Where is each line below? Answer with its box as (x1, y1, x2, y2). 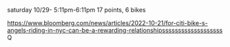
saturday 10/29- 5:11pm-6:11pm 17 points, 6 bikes (7, 6, 146, 14)
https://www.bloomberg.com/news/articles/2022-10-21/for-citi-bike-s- (7, 19, 208, 27)
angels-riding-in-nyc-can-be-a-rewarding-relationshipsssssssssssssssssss (7, 27, 223, 34)
